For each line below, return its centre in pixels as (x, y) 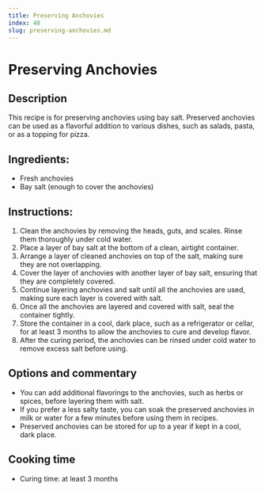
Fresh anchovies (46, 178)
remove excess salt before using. (74, 348)
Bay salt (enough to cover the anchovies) (87, 187)
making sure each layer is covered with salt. (91, 298)
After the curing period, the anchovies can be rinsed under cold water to (138, 340)
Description (38, 99)
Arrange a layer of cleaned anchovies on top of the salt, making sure (131, 256)
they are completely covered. (67, 281)
